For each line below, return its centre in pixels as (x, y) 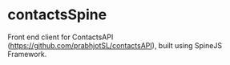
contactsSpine (57, 15)
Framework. (27, 54)
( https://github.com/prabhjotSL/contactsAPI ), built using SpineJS (115, 45)
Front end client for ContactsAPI (61, 37)
